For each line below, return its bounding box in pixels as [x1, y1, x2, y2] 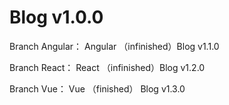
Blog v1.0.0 [9, 6, 104, 29]
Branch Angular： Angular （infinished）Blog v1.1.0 [9, 40, 220, 52]
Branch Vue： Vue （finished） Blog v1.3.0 [9, 82, 186, 95]
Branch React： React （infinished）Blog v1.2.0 [9, 61, 206, 73]
